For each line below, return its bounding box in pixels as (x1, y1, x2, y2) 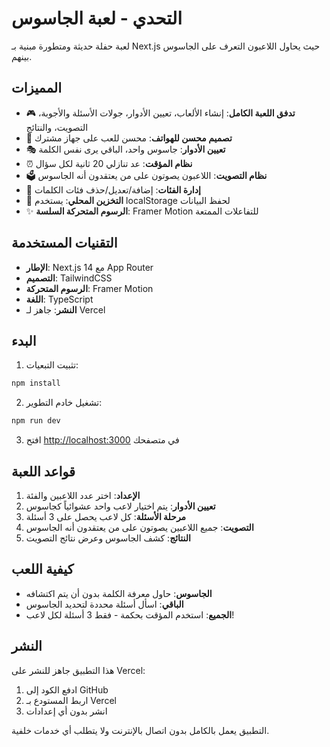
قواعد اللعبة (11, 463, 76, 480)
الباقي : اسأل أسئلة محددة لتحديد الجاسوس (25, 598, 184, 610)
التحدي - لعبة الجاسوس (11, 7, 183, 30)
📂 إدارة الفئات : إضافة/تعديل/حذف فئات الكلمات (25, 183, 201, 196)
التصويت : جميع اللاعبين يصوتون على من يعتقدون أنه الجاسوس (25, 521, 254, 533)
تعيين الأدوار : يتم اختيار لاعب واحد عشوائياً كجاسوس (25, 500, 216, 512)
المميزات (11, 80, 63, 97)
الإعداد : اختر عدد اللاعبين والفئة (25, 489, 141, 501)
